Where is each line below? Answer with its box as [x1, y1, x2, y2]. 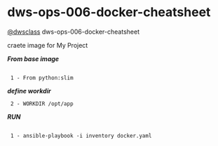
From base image [7, 54, 60, 63]
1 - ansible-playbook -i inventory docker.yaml [10, 132, 152, 139]
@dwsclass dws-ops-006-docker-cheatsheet [7, 27, 140, 36]
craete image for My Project [7, 41, 88, 49]
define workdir [7, 86, 51, 95]
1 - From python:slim [10, 74, 74, 81]
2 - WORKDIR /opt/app [10, 100, 74, 107]
